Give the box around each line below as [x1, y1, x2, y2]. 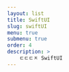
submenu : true [7, 36, 48, 43]
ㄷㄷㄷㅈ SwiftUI [19, 55, 63, 62]
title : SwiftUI [7, 16, 51, 23]
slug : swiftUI [7, 23, 48, 29]
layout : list [7, 10, 44, 17]
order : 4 [7, 42, 32, 49]
